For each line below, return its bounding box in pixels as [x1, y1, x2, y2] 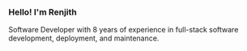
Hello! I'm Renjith [8, 6, 77, 18]
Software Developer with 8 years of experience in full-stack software [8, 25, 239, 35]
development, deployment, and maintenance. [8, 33, 160, 43]
